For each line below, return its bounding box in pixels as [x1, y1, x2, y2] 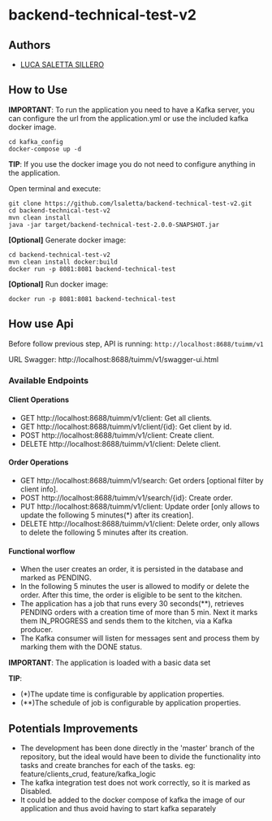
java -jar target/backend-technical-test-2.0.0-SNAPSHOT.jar [8, 221, 220, 229]
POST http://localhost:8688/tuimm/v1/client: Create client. [19, 430, 215, 440]
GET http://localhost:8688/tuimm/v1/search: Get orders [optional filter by [19, 475, 264, 485]
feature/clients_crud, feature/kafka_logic [19, 769, 157, 779]
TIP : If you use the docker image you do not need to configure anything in [8, 159, 256, 168]
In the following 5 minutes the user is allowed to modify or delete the [19, 582, 250, 592]
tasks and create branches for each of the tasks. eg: [19, 760, 196, 770]
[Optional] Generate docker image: [8, 234, 127, 245]
